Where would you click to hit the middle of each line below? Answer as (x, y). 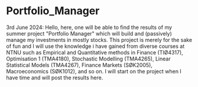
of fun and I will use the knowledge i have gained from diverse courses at (95, 46)
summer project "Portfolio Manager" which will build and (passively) (89, 33)
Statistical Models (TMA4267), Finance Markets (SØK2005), (79, 65)
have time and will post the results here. (55, 78)
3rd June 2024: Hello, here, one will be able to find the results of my (89, 27)
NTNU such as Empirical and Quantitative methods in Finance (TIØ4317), (95, 52)
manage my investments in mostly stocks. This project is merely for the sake (99, 40)
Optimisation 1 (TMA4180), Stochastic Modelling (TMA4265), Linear (88, 59)
